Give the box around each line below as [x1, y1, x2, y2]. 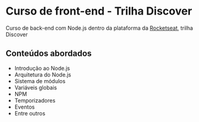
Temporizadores [14, 97, 56, 104]
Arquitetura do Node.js [14, 71, 71, 78]
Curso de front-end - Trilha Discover [5, 4, 192, 18]
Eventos [14, 103, 35, 110]
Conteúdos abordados [5, 49, 92, 59]
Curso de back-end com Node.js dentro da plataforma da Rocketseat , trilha [5, 24, 194, 32]
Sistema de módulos [14, 77, 66, 84]
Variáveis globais [14, 84, 57, 91]
